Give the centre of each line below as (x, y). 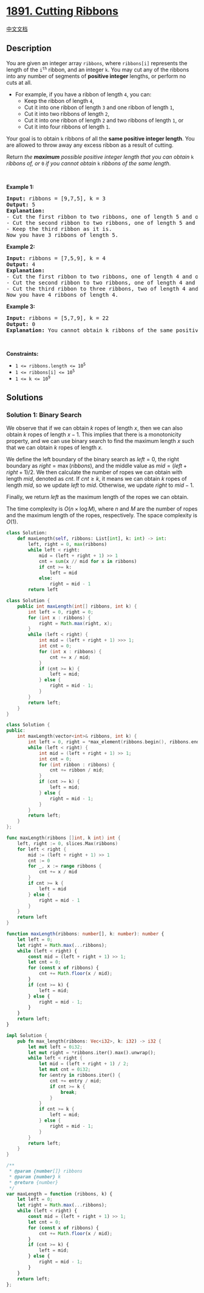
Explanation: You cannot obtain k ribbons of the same (90, 330)
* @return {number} (34, 1182)
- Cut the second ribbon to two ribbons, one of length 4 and (101, 282)
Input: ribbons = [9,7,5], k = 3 (56, 198)
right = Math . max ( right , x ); (76, 623)
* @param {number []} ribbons (46, 1171)
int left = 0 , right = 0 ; (61, 612)
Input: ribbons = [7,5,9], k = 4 (56, 258)
